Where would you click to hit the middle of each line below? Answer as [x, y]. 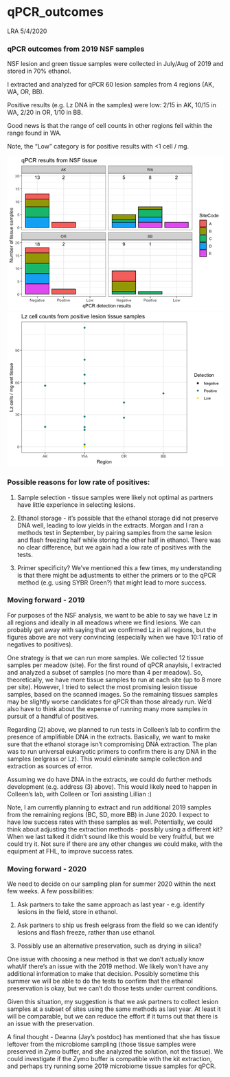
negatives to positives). [40, 644]
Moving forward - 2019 [46, 600]
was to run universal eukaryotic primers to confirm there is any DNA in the [112, 751]
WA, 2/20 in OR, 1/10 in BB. [45, 112]
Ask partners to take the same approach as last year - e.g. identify [111, 904]
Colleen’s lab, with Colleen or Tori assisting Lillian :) [80, 794]
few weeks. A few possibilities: [50, 891]
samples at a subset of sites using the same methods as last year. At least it [114, 1009]
